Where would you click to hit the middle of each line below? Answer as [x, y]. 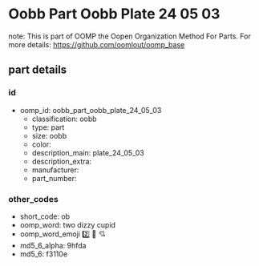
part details [38, 70]
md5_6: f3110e [44, 254]
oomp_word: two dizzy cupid [68, 224]
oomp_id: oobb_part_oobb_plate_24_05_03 [91, 110]
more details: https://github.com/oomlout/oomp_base [97, 44]
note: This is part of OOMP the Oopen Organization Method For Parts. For [129, 36]
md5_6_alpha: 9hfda [53, 245]
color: [42, 144]
